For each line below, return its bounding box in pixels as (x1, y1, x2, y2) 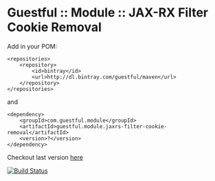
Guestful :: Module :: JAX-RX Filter (7, 5, 209, 21)
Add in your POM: (7, 42, 58, 50)
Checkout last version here (7, 153, 84, 161)
